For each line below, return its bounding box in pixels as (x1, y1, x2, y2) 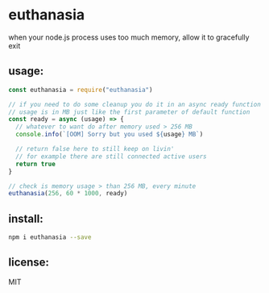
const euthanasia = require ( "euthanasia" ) (8, 86, 153, 94)
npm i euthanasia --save (8, 233, 92, 241)
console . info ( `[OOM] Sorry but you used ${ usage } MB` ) (15, 131, 204, 139)
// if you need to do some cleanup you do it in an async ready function (8, 100, 262, 108)
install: (8, 211, 43, 225)
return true (15, 160, 56, 168)
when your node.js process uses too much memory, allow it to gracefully (8, 32, 250, 42)
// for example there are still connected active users (15, 152, 207, 161)
